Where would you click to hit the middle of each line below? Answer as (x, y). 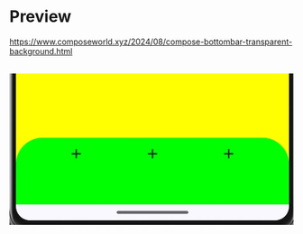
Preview (41, 17)
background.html (41, 51)
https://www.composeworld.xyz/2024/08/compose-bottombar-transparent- (151, 42)
